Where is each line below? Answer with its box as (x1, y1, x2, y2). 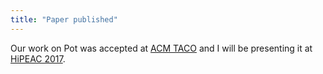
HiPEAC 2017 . (10, 52, 66, 65)
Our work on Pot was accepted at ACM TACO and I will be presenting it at (10, 42, 313, 54)
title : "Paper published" (10, 14, 118, 25)
